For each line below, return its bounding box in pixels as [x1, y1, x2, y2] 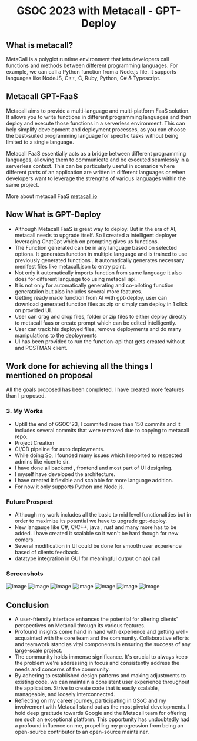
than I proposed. [6, 392, 46, 399]
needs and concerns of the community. [14, 666, 111, 673]
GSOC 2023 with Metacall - [16, 4, 153, 18]
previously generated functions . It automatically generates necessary [14, 256, 185, 263]
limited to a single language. [6, 138, 75, 145]
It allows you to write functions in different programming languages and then [6, 113, 192, 120]
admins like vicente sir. [14, 458, 71, 465]
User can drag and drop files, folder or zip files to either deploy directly [14, 313, 187, 320]
